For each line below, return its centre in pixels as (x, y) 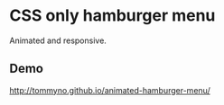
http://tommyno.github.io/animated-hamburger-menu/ (110, 90)
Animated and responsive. (58, 40)
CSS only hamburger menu (112, 16)
